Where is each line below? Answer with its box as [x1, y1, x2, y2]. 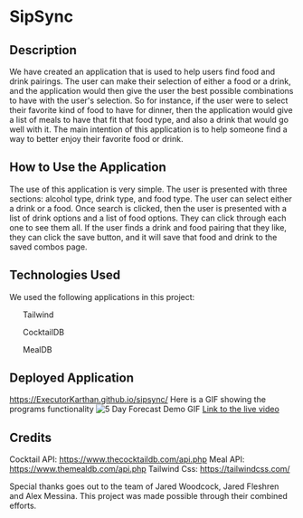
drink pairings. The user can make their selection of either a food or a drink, [9, 76, 291, 87]
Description [9, 42, 77, 58]
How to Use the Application [9, 160, 166, 175]
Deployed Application [9, 371, 134, 386]
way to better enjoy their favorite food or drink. [9, 134, 184, 144]
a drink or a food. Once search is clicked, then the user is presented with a [9, 202, 288, 213]
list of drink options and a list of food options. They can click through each [9, 212, 287, 223]
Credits [9, 429, 52, 445]
